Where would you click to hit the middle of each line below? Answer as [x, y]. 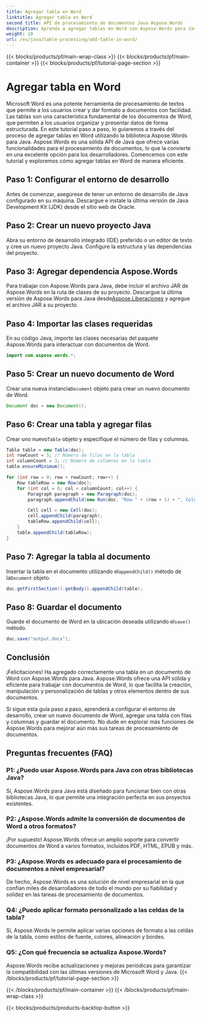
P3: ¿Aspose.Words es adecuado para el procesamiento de [94, 861]
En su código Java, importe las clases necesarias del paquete [82, 338]
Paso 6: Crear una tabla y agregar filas [79, 424]
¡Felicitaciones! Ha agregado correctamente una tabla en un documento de [99, 672]
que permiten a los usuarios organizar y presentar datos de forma [87, 123]
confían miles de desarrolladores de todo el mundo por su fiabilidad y [92, 888]
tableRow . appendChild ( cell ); [64, 522]
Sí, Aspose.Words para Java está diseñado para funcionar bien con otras [96, 791]
